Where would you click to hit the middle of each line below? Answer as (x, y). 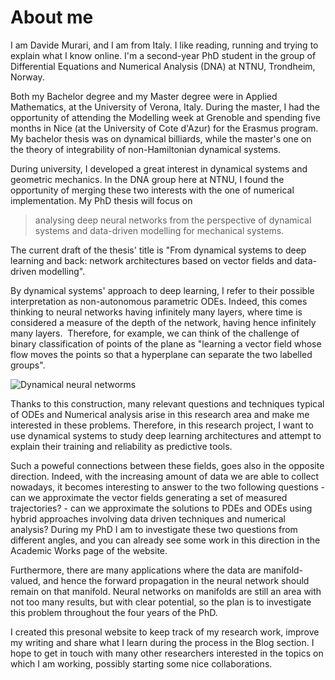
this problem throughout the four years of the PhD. (114, 612)
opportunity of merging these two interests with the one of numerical (152, 190)
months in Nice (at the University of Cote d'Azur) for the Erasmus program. (164, 128)
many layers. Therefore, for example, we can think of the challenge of (155, 333)
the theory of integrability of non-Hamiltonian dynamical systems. (146, 149)
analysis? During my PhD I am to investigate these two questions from (154, 529)
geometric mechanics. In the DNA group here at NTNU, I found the (147, 179)
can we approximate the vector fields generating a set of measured (149, 497)
